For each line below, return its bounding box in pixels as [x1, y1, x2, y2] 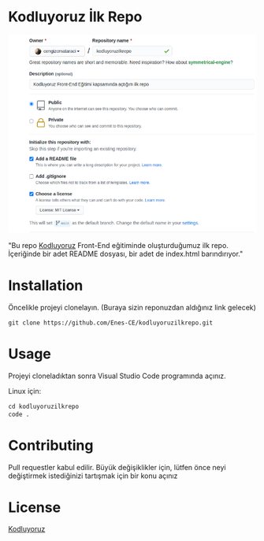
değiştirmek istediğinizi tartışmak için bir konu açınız [8, 471, 178, 480]
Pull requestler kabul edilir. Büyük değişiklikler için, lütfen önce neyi [8, 462, 226, 472]
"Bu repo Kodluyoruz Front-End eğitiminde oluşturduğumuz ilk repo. [8, 240, 229, 250]
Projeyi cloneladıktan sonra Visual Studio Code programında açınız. [8, 371, 226, 380]
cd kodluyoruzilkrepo [8, 402, 80, 410]
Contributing [8, 436, 94, 454]
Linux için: [8, 386, 42, 395]
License [8, 498, 61, 516]
